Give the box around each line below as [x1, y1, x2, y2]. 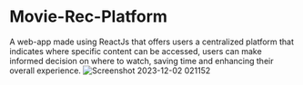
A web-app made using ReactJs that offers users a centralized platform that [9, 36, 294, 47]
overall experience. [9, 65, 82, 76]
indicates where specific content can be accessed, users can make [9, 45, 262, 56]
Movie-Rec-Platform [9, 6, 168, 27]
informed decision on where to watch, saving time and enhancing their [9, 55, 274, 66]
